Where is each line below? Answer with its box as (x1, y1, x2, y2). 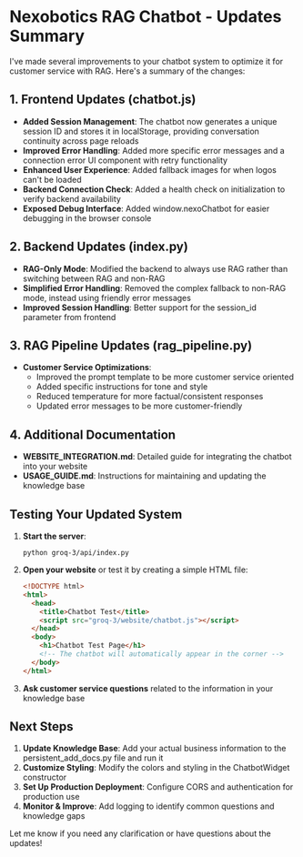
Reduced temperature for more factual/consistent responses (35, 391, 264, 402)
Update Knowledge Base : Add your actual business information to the (22, 743, 287, 754)
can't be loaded (22, 174, 82, 185)
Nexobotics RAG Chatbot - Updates (9, 6, 282, 27)
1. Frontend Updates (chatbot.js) (9, 92, 197, 107)
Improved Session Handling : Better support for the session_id (22, 302, 257, 313)
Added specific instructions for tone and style (35, 381, 208, 392)
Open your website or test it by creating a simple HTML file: (22, 564, 248, 575)
